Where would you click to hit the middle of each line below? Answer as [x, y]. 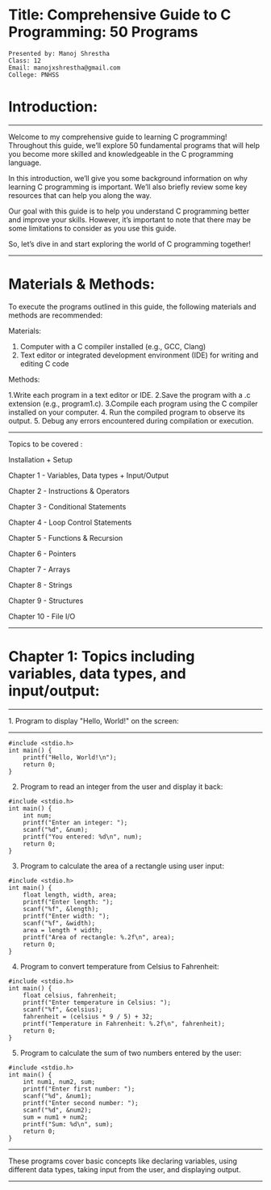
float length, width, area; [70, 895]
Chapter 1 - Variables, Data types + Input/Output [89, 475]
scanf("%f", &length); [61, 909]
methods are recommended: [56, 315]
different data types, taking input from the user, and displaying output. [125, 1169]
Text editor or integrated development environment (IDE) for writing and [139, 355]
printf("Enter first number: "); [79, 1089]
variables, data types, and [98, 673]
